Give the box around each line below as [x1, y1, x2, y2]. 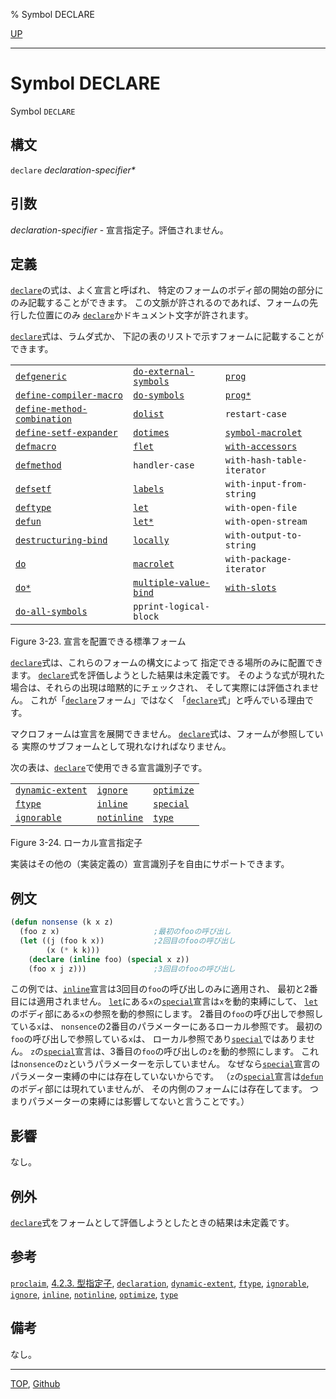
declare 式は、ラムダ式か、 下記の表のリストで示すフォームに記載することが [10, 330, 324, 343]
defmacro [15, 441, 57, 453]
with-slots [224, 582, 277, 594]
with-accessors [224, 441, 298, 453]
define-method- [15, 404, 88, 415]
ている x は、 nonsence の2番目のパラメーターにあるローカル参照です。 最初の [10, 1020, 323, 1033]
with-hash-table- [224, 455, 308, 466]
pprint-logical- [133, 601, 211, 613]
